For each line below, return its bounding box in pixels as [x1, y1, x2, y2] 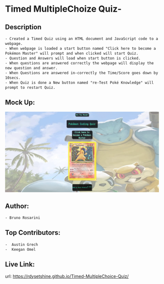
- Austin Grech [5, 242, 38, 247]
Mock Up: [5, 99, 35, 107]
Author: [5, 202, 29, 210]
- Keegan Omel [5, 247, 36, 252]
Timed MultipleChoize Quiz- [5, 3, 122, 15]
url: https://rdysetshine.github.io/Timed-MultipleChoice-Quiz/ [5, 273, 129, 279]
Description [5, 23, 41, 31]
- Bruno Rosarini [5, 215, 41, 220]
